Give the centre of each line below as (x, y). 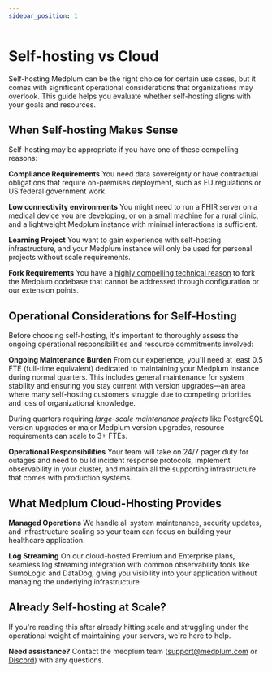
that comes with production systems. (70, 478)
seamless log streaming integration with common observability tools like (129, 564)
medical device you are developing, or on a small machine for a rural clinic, (134, 215)
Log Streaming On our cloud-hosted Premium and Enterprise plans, (122, 556)
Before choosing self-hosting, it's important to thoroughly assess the (123, 336)
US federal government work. (58, 191)
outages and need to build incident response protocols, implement (119, 461)
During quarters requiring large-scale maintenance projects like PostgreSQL (136, 419)
